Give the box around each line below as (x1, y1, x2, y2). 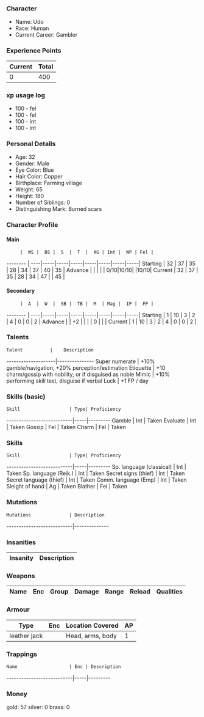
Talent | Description (6, 347, 94, 353)
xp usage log (6, 90, 46, 99)
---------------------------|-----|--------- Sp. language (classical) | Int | (6, 463, 187, 471)
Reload (130, 587, 150, 596)
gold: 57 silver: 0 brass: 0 (6, 704, 70, 711)
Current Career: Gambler (15, 31, 78, 39)
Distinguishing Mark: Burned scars (15, 205, 102, 213)
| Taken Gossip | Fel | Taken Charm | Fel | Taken (6, 424, 126, 431)
